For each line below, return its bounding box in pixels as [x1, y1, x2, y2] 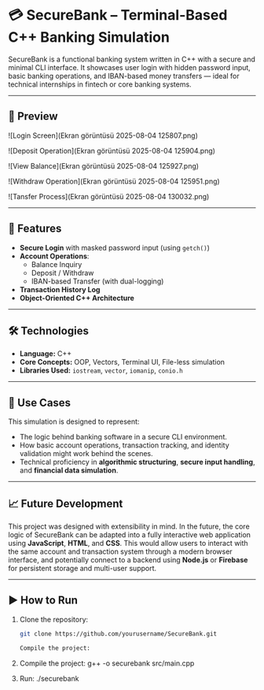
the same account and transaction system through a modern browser [8, 547, 233, 556]
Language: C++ [19, 349, 72, 358]
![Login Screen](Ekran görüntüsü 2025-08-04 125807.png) [8, 131, 199, 140]
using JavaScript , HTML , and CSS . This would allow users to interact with [8, 539, 249, 547]
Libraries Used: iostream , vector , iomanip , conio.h [19, 365, 183, 375]
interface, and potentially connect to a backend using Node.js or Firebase [8, 555, 248, 564]
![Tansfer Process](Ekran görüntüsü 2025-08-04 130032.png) [8, 191, 210, 201]
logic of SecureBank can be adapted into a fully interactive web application [8, 530, 251, 540]
